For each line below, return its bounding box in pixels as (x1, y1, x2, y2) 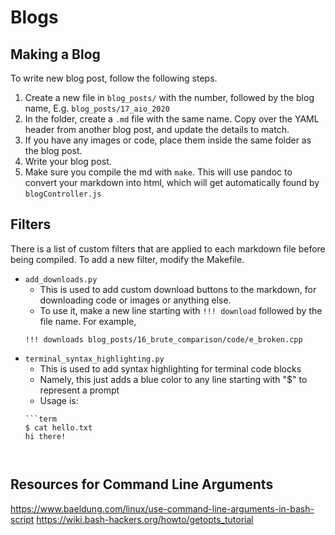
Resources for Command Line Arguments (10, 476, 274, 493)
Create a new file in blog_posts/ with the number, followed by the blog (24, 92, 315, 103)
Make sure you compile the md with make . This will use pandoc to (24, 166, 293, 178)
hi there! (24, 431, 67, 441)
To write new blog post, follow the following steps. (10, 72, 218, 84)
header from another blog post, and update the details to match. (24, 124, 290, 135)
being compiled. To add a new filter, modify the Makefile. (10, 253, 245, 265)
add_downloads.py (24, 274, 98, 285)
